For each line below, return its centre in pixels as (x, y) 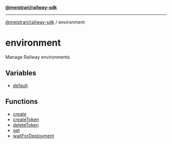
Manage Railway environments (38, 57)
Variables (21, 73)
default (20, 85)
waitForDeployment (34, 136)
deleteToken (26, 125)
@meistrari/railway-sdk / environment (45, 22)
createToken (26, 119)
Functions (22, 102)
